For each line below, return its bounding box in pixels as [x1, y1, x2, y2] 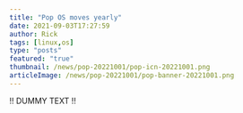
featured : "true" [9, 54, 74, 63]
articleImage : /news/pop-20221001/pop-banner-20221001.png [9, 71, 235, 80]
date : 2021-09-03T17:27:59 [9, 21, 110, 30]
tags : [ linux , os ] [9, 37, 74, 47]
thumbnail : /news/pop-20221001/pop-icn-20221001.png [9, 63, 211, 72]
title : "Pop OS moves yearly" [9, 12, 123, 22]
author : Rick [9, 29, 58, 38]
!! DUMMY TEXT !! [9, 95, 76, 106]
